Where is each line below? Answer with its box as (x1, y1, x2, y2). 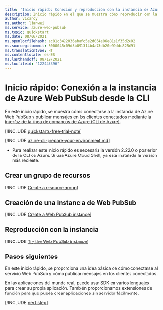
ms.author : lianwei (5, 20, 45, 26)
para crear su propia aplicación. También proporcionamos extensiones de (5, 285, 153, 291)
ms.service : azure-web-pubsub (5, 25, 66, 30)
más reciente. (12, 157, 40, 163)
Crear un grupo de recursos (5, 172, 91, 180)
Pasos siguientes (5, 252, 58, 260)
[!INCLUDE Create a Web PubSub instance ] (5, 211, 92, 217)
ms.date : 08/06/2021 (5, 34, 47, 39)
